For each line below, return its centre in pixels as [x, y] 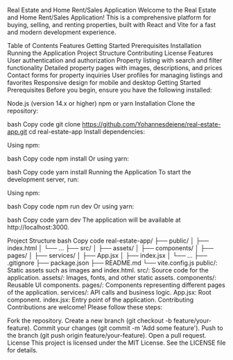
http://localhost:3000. [38, 227]
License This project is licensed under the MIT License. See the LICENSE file [116, 343]
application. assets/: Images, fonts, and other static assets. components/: [112, 278]
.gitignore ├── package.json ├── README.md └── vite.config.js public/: [112, 263]
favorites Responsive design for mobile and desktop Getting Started [104, 82]
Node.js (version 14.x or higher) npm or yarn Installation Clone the [101, 103]
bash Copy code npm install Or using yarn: [68, 158]
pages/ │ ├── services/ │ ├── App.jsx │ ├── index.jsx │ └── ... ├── [107, 255]
